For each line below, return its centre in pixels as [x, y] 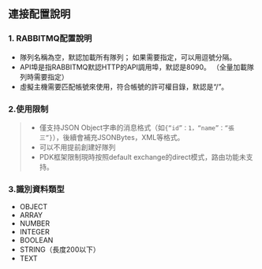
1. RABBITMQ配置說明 [50, 39]
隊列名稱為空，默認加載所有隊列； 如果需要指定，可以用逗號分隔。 [128, 57]
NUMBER [34, 223]
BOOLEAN [36, 240]
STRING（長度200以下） [60, 249]
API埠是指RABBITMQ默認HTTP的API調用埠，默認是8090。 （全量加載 [133, 67]
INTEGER [34, 232]
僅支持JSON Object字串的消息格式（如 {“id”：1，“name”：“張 [137, 127]
